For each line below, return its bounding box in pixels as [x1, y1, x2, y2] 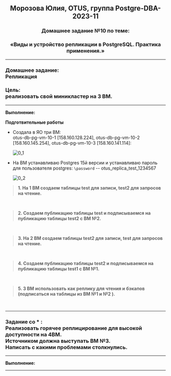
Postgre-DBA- [115, 4, 161, 13]
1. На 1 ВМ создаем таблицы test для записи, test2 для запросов [17, 184, 161, 191]
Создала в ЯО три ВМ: [12, 129, 61, 135]
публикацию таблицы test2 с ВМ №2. [17, 215, 102, 221]
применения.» [66, 47, 105, 55]
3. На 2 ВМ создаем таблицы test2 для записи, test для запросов [17, 235, 163, 241]
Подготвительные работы [5, 119, 64, 125]
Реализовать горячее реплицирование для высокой [5, 325, 142, 332]
